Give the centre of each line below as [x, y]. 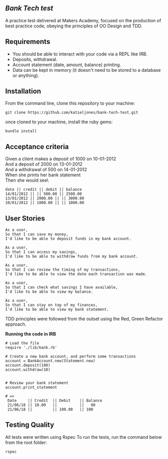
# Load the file [22, 343]
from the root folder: [26, 442]
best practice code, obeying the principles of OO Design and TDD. [74, 26]
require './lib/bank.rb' [31, 348]
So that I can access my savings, [41, 252]
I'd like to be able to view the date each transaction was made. [76, 274]
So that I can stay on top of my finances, [52, 305]
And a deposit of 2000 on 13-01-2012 [44, 164]
